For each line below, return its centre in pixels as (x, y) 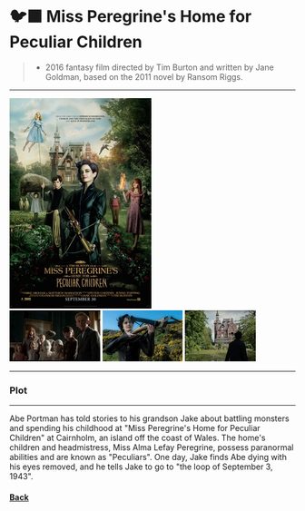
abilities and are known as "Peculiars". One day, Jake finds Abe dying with (148, 457)
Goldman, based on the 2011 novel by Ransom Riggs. (144, 76)
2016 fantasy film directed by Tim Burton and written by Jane (159, 67)
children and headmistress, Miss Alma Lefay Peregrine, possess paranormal (152, 447)
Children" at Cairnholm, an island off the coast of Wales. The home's (138, 438)
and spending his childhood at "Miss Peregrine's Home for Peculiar (135, 428)
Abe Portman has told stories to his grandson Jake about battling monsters (149, 418)
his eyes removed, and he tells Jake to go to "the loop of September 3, (141, 467)
